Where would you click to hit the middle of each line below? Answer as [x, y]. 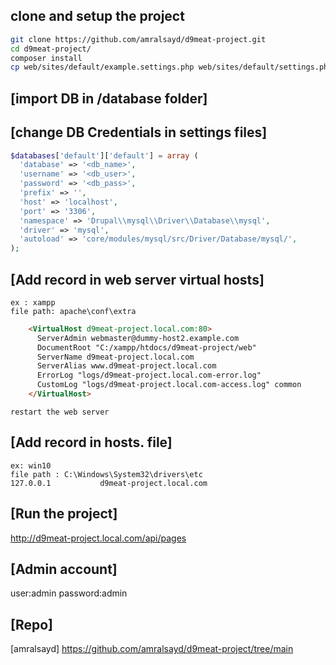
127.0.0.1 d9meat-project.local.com [109, 483]
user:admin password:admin [69, 593]
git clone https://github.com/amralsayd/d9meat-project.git [138, 39]
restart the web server [60, 412]
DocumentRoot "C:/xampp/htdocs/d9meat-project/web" [146, 347]
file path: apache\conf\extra [73, 311]
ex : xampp [33, 302]
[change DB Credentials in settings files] [139, 132]
